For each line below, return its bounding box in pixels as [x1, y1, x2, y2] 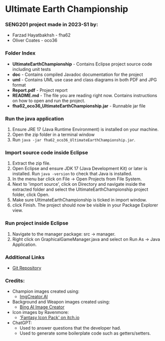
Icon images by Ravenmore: [12, 309, 69, 315]
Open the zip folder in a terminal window [12, 132, 95, 137]
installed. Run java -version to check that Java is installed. [12, 171, 132, 177]
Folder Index [5, 50, 36, 57]
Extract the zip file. [12, 160, 51, 166]
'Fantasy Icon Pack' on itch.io [19, 314, 80, 321]
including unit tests [12, 66, 51, 72]
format [12, 82, 26, 88]
